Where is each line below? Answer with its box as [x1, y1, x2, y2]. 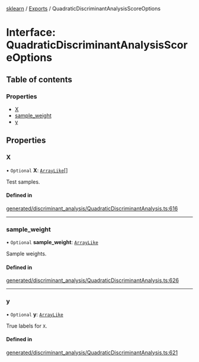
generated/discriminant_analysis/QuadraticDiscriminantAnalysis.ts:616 [6, 204, 178, 212]
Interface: [6, 26, 56, 39]
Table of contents [6, 74, 72, 85]
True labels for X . [6, 322, 47, 329]
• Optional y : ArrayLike [6, 310, 63, 318]
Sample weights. [6, 250, 47, 257]
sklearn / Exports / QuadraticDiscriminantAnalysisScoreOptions [6, 5, 161, 12]
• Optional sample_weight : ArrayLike [6, 239, 99, 246]
